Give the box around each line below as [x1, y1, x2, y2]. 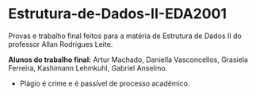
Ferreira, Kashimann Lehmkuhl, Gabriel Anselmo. [8, 63, 168, 72]
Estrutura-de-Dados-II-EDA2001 [8, 5, 227, 23]
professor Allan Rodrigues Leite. [8, 39, 113, 48]
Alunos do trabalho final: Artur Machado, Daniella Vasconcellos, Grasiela [8, 55, 248, 64]
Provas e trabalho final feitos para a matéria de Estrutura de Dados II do [8, 31, 242, 40]
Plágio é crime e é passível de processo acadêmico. [19, 79, 190, 88]
